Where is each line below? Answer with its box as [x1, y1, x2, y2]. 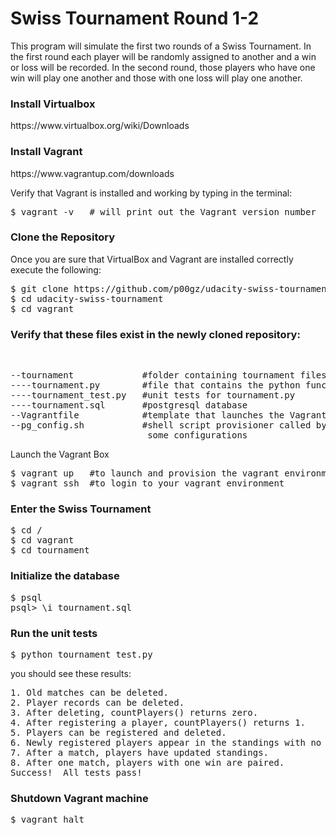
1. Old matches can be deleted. [10, 687, 169, 699]
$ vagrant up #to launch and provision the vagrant [10, 468, 280, 479]
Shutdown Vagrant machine [10, 791, 149, 805]
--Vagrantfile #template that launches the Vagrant [10, 410, 327, 421]
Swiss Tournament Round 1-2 [10, 7, 260, 30]
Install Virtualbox [10, 97, 96, 111]
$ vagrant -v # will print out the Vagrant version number [10, 206, 317, 217]
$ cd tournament [10, 545, 90, 556]
